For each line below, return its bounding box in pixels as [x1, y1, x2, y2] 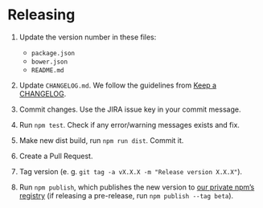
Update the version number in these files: [18, 32, 157, 42]
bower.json [31, 58, 68, 66]
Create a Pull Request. [18, 151, 93, 161]
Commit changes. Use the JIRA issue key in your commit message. [18, 104, 241, 114]
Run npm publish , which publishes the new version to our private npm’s [18, 182, 255, 192]
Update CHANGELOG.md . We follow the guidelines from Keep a [18, 80, 217, 90]
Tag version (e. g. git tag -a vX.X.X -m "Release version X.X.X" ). [18, 166, 243, 176]
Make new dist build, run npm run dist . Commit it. [18, 135, 184, 145]
